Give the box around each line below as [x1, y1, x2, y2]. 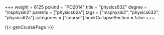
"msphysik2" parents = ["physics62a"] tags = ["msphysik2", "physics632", [5, 9, 159, 15]
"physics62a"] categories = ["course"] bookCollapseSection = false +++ [5, 15, 155, 20]
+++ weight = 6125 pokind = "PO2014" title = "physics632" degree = [5, 4, 147, 10]
